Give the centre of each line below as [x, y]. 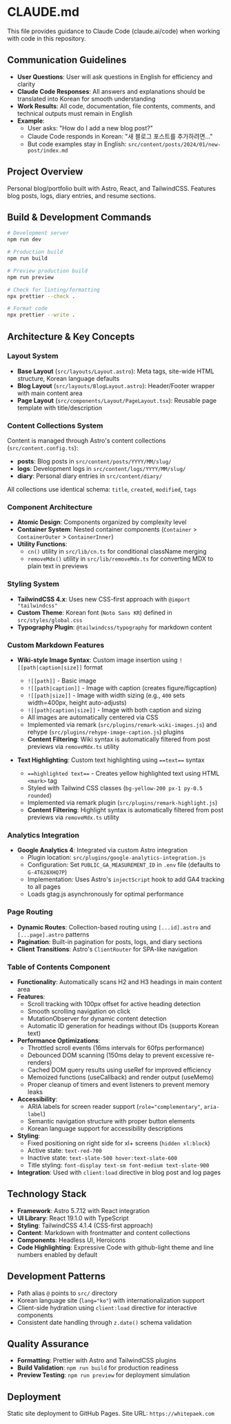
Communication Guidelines [67, 60]
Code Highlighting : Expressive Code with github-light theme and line [115, 1247]
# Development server [38, 233]
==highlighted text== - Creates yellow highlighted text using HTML [123, 773]
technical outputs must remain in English [75, 113]
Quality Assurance [48, 1344]
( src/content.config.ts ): [43, 448]
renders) [40, 1062]
